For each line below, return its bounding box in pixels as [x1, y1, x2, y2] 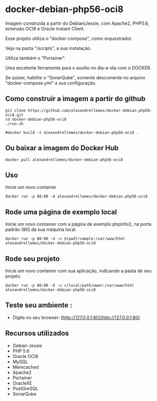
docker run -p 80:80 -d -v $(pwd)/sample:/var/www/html [5, 236, 125, 241]
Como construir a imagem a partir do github [5, 94, 146, 103]
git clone [5, 108, 26, 113]
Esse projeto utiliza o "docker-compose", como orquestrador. [5, 35, 133, 41]
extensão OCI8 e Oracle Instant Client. [5, 25, 85, 31]
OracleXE [12, 380, 32, 386]
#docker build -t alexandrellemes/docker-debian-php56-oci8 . [5, 130, 139, 135]
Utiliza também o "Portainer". [5, 55, 66, 61]
